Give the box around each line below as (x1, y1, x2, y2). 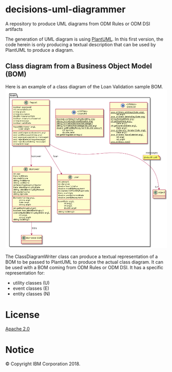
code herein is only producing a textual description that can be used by (5, 41, 156, 47)
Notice (5, 344, 34, 356)
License (5, 309, 40, 321)
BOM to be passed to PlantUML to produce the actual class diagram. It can (5, 259, 163, 265)
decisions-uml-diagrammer (5, 4, 126, 15)
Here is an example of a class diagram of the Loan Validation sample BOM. (5, 83, 163, 89)
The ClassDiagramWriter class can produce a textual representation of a (5, 253, 158, 260)
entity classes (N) (12, 291, 50, 297)
